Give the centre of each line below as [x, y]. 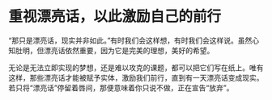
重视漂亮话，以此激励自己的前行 [115, 17]
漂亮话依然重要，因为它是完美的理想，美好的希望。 [129, 50]
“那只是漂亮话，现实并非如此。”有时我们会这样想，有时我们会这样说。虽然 [130, 40]
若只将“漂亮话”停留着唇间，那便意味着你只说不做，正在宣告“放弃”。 [121, 87]
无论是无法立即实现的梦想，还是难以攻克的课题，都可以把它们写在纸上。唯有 [136, 67]
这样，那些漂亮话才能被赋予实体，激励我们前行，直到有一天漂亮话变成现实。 [136, 77]
